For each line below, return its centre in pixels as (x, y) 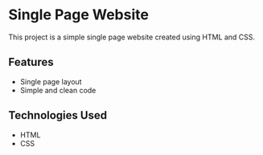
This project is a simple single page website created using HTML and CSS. (132, 37)
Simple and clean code (58, 90)
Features (31, 62)
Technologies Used (58, 115)
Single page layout (51, 81)
